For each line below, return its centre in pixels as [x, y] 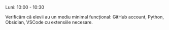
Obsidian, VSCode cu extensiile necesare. [49, 22]
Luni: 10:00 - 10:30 [25, 7]
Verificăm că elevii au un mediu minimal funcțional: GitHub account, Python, [84, 17]
